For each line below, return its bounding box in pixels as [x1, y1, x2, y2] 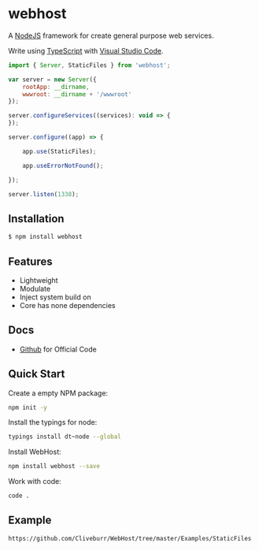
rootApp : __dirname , [22, 83, 90, 91]
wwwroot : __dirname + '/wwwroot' [22, 90, 132, 98]
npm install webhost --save [8, 463, 101, 470]
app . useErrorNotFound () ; [22, 162, 104, 169]
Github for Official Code [19, 344, 97, 354]
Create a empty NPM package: [8, 388, 109, 398]
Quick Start [8, 367, 65, 381]
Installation [8, 212, 65, 225]
